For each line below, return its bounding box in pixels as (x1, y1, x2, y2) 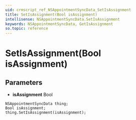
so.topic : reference (5, 26, 49, 31)
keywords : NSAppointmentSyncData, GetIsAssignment (5, 21, 113, 27)
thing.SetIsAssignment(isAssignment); (5, 110, 86, 115)
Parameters (5, 78, 43, 87)
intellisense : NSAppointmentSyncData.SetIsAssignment (5, 17, 120, 22)
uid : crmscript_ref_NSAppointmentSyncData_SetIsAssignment (5, 7, 131, 13)
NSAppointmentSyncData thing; (5, 101, 69, 106)
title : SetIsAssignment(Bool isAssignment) (5, 12, 98, 17)
